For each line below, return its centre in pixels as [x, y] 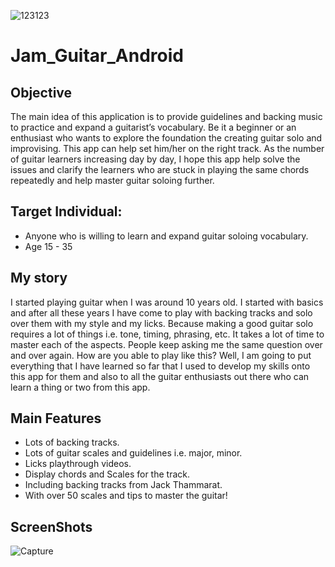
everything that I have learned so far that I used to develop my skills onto [160, 366]
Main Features [56, 418]
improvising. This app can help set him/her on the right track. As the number [167, 148]
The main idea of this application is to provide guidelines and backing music [166, 116]
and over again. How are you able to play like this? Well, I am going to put [161, 355]
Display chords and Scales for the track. [107, 474]
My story [39, 278]
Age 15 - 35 [48, 246]
